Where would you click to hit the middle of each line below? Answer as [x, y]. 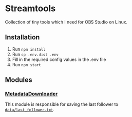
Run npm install [29, 49]
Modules [19, 80]
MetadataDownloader [31, 94]
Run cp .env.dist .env [35, 54]
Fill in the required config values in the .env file [59, 59]
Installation [22, 37]
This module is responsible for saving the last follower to [62, 104]
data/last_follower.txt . [30, 110]
